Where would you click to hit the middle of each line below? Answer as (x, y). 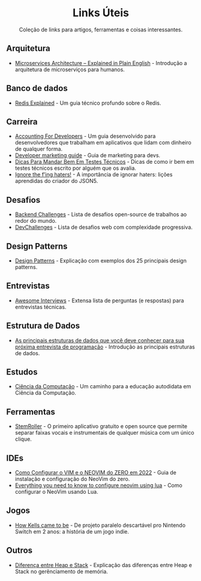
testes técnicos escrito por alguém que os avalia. (76, 168)
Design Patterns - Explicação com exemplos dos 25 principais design (101, 261)
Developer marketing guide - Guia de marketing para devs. (88, 155)
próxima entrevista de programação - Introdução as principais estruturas (105, 347)
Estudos (22, 372)
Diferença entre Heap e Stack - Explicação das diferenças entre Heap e (103, 565)
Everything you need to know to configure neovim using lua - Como (99, 485)
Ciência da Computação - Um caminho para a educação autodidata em (103, 387)
